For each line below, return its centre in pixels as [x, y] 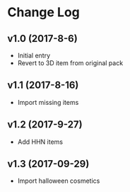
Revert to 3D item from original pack [70, 63]
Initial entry [34, 55]
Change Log [43, 12]
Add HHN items [40, 142]
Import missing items [48, 102]
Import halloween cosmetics [59, 181]
